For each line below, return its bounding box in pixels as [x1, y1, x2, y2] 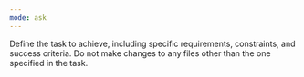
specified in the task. [9, 57, 89, 68]
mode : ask [9, 13, 47, 23]
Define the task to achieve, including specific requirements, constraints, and [9, 38, 296, 49]
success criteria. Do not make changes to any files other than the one [9, 47, 271, 59]
